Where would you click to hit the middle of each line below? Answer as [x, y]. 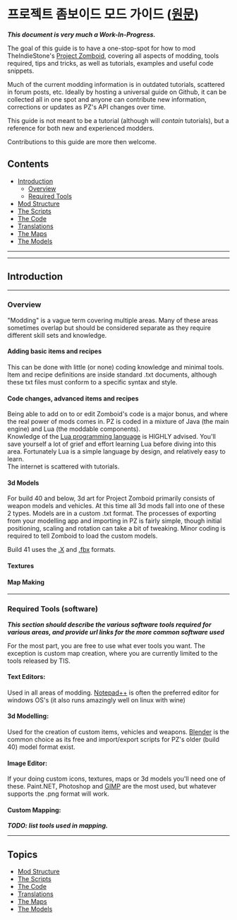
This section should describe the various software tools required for [109, 624]
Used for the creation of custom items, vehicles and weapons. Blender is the [119, 731]
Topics [23, 855]
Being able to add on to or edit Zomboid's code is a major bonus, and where [118, 414]
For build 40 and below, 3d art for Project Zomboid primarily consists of [111, 498]
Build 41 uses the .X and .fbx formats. [62, 550]
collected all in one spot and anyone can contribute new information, [107, 99]
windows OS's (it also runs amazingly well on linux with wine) [96, 700]
